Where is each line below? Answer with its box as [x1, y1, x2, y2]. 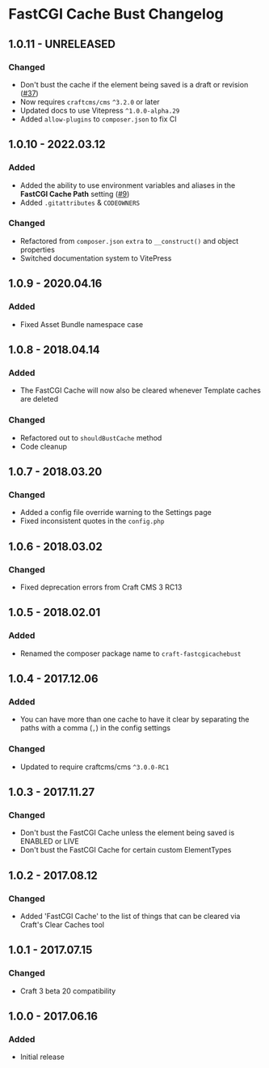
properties [19, 245, 55, 254]
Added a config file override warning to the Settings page [19, 508, 212, 517]
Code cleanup [19, 441, 67, 451]
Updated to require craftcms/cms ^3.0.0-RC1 [19, 762, 170, 772]
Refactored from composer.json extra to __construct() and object [19, 236, 239, 245]
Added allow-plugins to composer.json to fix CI [19, 114, 178, 124]
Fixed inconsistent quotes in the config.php [19, 516, 165, 526]
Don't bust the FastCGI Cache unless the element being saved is [19, 828, 235, 838]
